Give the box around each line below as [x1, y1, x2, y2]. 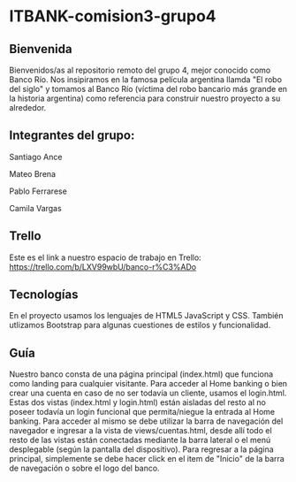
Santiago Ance [9, 151, 63, 162]
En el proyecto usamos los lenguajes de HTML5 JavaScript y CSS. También [9, 310, 285, 321]
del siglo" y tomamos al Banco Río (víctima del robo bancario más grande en [9, 84, 288, 94]
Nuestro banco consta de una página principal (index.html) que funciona [9, 369, 274, 379]
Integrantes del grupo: [9, 128, 135, 143]
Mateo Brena [9, 168, 56, 179]
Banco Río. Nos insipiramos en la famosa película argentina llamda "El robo [9, 74, 283, 85]
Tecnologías [9, 287, 79, 302]
